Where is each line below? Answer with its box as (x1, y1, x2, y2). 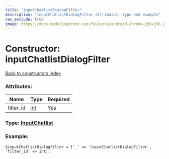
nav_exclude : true (5, 17, 44, 22)
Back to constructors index (5, 70, 61, 76)
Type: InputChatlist (5, 119, 54, 126)
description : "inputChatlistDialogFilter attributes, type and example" (5, 12, 161, 17)
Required (47, 96, 70, 103)
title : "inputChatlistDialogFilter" (5, 7, 82, 13)
